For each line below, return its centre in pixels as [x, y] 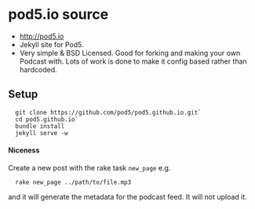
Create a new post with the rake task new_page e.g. [89, 167]
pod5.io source [58, 15]
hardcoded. [38, 69]
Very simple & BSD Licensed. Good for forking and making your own [130, 53]
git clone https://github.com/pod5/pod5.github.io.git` [108, 112]
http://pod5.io [42, 36]
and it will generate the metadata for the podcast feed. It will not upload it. [127, 196]
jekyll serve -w [42, 133]
